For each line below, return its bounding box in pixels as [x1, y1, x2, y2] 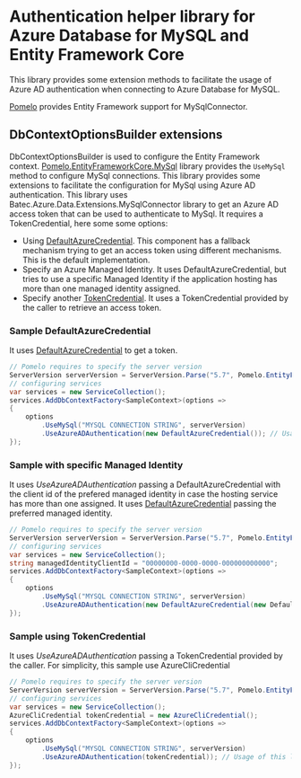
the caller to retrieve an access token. [21, 302, 162, 313]
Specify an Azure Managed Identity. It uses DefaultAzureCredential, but [21, 263, 287, 275]
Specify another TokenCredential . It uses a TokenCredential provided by [21, 292, 288, 303]
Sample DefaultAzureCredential [9, 324, 151, 337]
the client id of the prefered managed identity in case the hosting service [9, 489, 279, 500]
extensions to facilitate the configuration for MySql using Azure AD [9, 180, 256, 190]
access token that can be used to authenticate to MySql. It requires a [9, 208, 264, 219]
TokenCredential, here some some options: [9, 217, 168, 228]
